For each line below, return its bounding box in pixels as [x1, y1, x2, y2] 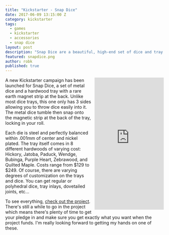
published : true [5, 63, 39, 68]
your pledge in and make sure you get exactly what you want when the [5, 214, 152, 220]
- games [10, 26, 26, 31]
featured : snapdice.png [5, 54, 55, 59]
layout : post [5, 45, 33, 50]
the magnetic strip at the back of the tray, [5, 115, 92, 121]
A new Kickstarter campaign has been [5, 77, 84, 84]
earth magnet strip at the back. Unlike [5, 94, 83, 100]
